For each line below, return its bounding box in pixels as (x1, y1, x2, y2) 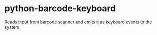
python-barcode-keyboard (4, 3, 116, 14)
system (4, 24, 20, 30)
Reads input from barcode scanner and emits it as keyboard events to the (4, 19, 152, 25)
